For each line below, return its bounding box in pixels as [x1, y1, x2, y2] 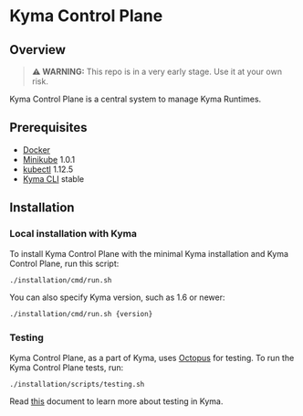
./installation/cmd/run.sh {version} [9, 310, 153, 319]
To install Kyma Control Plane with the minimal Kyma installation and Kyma [9, 248, 289, 259]
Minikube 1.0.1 [22, 154, 76, 165]
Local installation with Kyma [9, 228, 137, 240]
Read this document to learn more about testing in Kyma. [9, 396, 224, 407]
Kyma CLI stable [22, 173, 85, 184]
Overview [9, 42, 67, 58]
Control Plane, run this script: [9, 258, 120, 269]
